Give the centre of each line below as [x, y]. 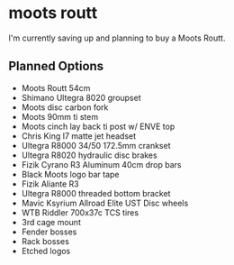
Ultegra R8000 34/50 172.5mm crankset [96, 145]
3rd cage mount [51, 222]
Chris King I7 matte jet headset [79, 136]
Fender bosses [49, 232]
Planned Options [56, 66]
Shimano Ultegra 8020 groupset [81, 97]
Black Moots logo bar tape [70, 174]
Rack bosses [45, 241]
